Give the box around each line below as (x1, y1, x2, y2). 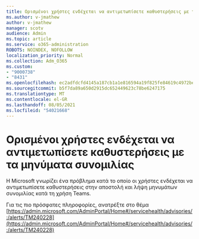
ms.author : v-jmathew (6, 14, 60, 20)
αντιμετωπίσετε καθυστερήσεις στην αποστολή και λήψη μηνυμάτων (6, 184, 178, 191)
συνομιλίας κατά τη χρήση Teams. (6, 190, 91, 197)
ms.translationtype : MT (6, 91, 65, 97)
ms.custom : (6, 63, 33, 70)
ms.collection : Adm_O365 (6, 58, 68, 64)
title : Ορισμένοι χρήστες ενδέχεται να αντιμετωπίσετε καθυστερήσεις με (6, 8, 190, 15)
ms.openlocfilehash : (6, 80, 57, 86)
